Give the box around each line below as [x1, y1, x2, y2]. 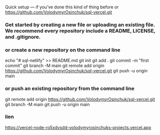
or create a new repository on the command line [5, 46, 121, 53]
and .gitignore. [5, 34, 41, 40]
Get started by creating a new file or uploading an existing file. [5, 21, 155, 28]
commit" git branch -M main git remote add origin [5, 63, 105, 68]
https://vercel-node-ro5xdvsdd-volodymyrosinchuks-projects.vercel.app [5, 124, 152, 130]
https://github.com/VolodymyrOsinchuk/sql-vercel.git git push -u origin [5, 68, 148, 74]
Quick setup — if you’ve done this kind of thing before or [5, 4, 119, 10]
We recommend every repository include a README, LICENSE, [5, 27, 156, 34]
